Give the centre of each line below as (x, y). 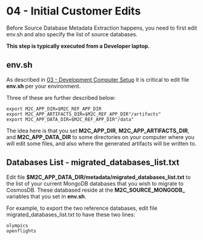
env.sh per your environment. (43, 86)
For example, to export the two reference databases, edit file (82, 208)
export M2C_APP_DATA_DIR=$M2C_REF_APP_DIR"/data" (70, 119)
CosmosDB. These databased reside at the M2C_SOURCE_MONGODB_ (96, 190)
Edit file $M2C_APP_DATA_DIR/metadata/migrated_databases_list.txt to (98, 177)
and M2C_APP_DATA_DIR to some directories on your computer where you (101, 137)
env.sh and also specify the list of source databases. (72, 34)
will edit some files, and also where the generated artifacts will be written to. (101, 143)
